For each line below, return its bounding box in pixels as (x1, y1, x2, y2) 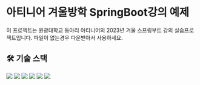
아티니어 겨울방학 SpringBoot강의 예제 (6, 5, 190, 19)
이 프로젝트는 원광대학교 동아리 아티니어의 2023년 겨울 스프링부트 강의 (6, 27, 173, 34)
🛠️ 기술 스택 (6, 54, 47, 64)
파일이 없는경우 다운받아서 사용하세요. (33, 34, 123, 41)
